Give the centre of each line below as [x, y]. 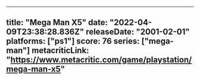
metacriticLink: [60, 50]
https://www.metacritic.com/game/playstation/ [101, 60]
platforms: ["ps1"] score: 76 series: [73, 41]
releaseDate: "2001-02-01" [138, 32]
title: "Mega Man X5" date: [57, 22]
